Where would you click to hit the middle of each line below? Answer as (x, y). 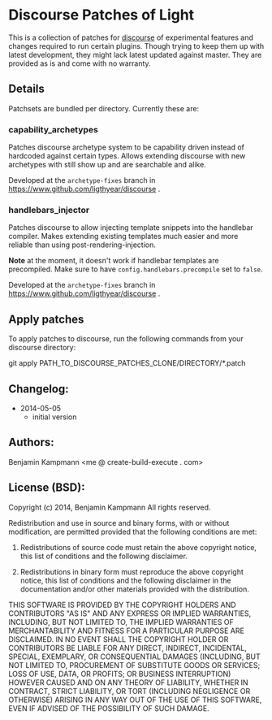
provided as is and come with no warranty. (80, 63)
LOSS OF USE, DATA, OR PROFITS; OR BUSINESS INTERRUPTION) (120, 674)
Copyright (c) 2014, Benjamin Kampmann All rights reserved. (110, 507)
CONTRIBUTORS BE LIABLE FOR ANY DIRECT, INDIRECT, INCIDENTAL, (128, 648)
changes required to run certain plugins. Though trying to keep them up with (136, 46)
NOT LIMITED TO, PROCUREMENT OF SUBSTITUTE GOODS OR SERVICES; (134, 665)
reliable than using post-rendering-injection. (82, 245)
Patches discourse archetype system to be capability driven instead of (127, 147)
